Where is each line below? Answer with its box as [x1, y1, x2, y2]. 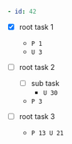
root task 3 [18, 112, 55, 121]
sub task [30, 79, 60, 88]
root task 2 [18, 62, 55, 72]
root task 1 [18, 22, 54, 31]
